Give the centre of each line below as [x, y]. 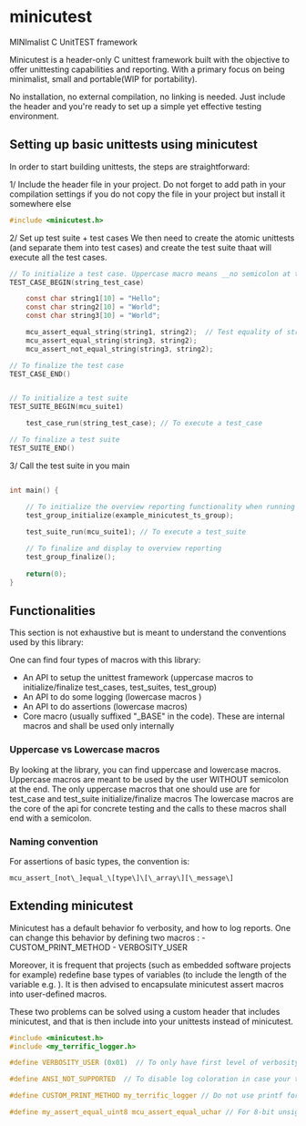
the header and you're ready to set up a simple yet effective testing [136, 106]
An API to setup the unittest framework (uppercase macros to [138, 678]
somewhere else [41, 203]
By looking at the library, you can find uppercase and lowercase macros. [145, 769]
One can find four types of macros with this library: [105, 660]
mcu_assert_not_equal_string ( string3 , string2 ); [120, 349]
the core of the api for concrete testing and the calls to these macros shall [148, 808]
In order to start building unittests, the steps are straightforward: [130, 167]
